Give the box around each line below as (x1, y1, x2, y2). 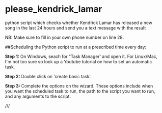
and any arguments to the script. (5, 93, 71, 99)
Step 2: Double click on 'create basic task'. (5, 73, 92, 79)
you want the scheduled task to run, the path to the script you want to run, (5, 88, 156, 94)
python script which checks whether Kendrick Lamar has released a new (5, 20, 153, 26)
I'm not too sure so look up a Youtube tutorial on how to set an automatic (5, 58, 152, 64)
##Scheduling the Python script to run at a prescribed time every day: (5, 44, 146, 50)
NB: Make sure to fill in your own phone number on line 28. (5, 34, 124, 40)
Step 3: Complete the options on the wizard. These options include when (5, 83, 153, 89)
